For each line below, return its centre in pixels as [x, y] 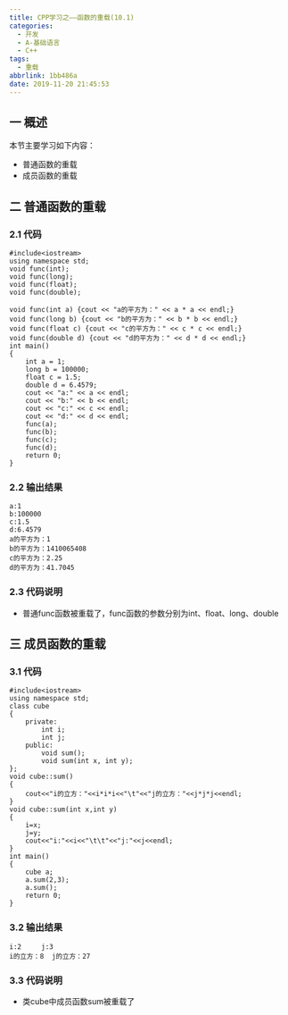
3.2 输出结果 [36, 927]
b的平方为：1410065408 [48, 549]
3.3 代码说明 [36, 980]
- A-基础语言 [39, 42]
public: [39, 746]
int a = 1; [45, 362]
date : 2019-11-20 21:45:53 [59, 84]
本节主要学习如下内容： [52, 146]
